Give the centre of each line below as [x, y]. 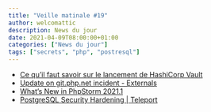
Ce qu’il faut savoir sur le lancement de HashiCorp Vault [111, 75]
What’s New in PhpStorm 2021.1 [71, 91]
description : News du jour [53, 30]
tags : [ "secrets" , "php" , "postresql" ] [74, 52]
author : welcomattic [42, 23]
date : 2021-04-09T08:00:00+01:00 [63, 37]
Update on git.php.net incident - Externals [88, 83]
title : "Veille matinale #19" [58, 15]
